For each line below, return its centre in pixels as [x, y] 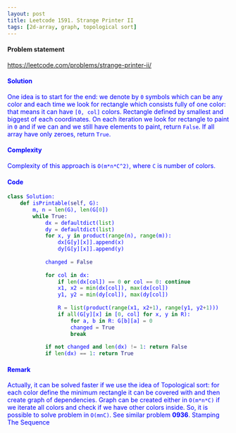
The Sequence [29, 422]
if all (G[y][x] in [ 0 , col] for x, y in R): [124, 314]
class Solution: [31, 197]
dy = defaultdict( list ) [80, 229]
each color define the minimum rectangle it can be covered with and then [114, 393]
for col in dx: [67, 275]
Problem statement [36, 49]
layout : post [26, 14]
